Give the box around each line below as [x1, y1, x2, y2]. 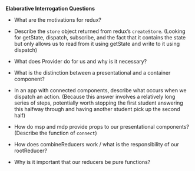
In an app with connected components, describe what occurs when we [14, 87, 187, 93]
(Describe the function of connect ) [14, 129, 98, 136]
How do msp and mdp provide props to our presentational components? [14, 123, 190, 130]
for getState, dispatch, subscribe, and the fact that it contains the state [14, 34, 186, 41]
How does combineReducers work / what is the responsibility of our [14, 141, 179, 147]
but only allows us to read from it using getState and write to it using [14, 41, 180, 47]
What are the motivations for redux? [14, 16, 101, 23]
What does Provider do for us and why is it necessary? [14, 58, 147, 65]
